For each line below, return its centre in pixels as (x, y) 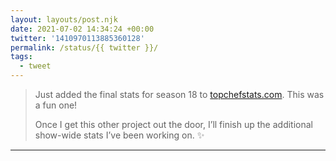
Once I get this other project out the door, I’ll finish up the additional (173, 124)
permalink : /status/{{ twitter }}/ (84, 47)
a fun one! (56, 105)
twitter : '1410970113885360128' (77, 38)
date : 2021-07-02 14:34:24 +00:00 (82, 29)
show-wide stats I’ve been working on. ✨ (119, 135)
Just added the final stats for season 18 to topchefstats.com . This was (179, 94)
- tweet (35, 66)
